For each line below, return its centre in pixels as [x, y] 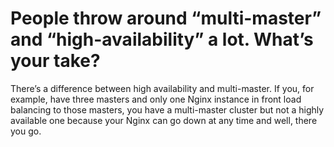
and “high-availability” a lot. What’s [162, 39]
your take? [55, 61]
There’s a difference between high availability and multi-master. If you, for [162, 88]
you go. [26, 131]
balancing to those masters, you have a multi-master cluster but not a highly [167, 109]
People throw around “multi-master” [166, 18]
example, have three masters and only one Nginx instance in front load [156, 99]
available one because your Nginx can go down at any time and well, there [164, 120]
